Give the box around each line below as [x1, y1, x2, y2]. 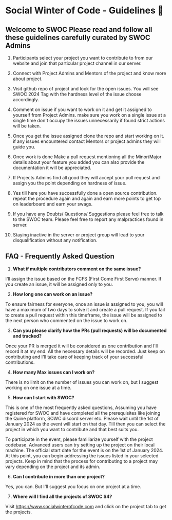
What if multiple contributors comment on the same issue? [12, 266, 141, 272]
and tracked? [12, 332, 42, 339]
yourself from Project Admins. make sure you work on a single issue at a [12, 112, 166, 118]
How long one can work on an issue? [12, 291, 93, 297]
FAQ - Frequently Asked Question [5, 252, 114, 261]
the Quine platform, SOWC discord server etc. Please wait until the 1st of [5, 415, 159, 421]
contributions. [5, 359, 35, 365]
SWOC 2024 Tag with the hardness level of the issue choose [12, 91, 142, 97]
